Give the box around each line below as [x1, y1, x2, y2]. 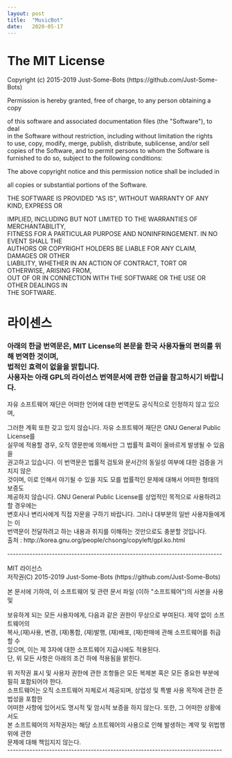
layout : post [7, 10, 45, 17]
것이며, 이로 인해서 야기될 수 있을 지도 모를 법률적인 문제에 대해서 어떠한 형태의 [7, 475, 220, 483]
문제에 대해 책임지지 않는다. [7, 738, 82, 746]
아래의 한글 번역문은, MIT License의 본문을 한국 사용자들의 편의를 [7, 341, 213, 351]
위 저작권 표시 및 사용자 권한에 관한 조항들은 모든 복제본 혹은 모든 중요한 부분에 [7, 669, 220, 677]
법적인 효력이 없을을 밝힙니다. [7, 362, 100, 372]
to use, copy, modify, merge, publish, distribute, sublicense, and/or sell [7, 139, 210, 147]
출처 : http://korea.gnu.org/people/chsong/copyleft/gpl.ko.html [7, 536, 186, 544]
